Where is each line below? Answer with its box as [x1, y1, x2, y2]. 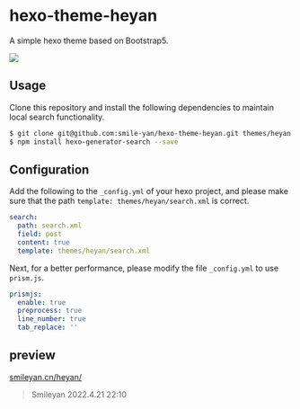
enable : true [17, 298, 66, 307]
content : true [17, 237, 70, 247]
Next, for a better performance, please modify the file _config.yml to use [9, 262, 279, 273]
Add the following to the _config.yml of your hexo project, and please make [9, 186, 289, 197]
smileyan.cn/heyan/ [9, 371, 83, 382]
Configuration [9, 162, 90, 177]
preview [9, 348, 56, 363]
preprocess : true [17, 307, 83, 316]
